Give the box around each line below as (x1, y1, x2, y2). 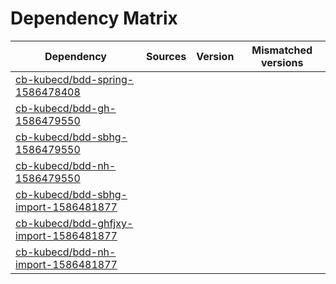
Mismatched (251, 43, 313, 57)
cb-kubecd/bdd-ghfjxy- (15, 216, 134, 230)
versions (260, 55, 304, 69)
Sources (145, 49, 187, 63)
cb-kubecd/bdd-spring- (15, 72, 135, 86)
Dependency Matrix (10, 7, 178, 30)
